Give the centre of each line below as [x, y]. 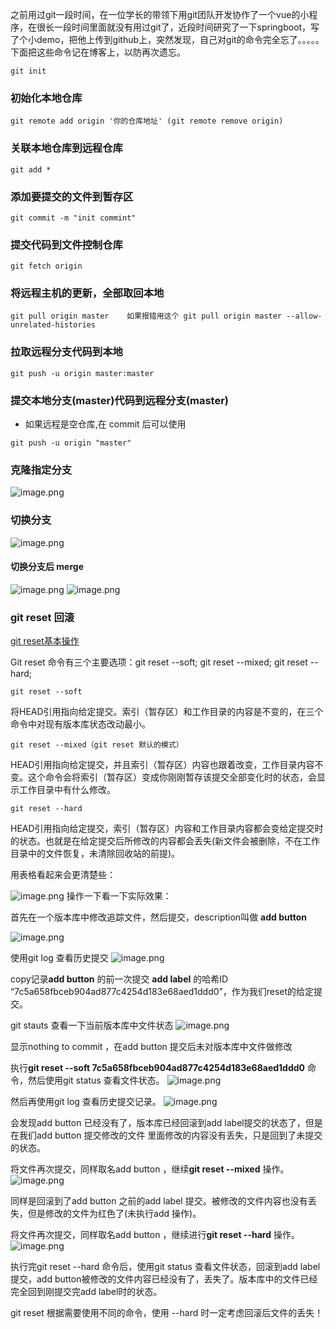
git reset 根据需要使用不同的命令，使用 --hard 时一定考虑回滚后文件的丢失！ [167, 1313]
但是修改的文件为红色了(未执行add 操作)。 [114, 1214]
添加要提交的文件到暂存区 [72, 196]
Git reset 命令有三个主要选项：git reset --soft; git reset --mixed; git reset [159, 662]
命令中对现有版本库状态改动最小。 [80, 724]
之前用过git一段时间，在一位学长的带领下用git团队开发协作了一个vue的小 [160, 14]
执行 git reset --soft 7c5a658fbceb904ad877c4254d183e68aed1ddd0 [158, 1068]
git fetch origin [46, 266]
